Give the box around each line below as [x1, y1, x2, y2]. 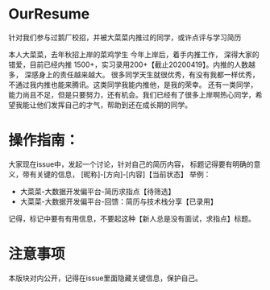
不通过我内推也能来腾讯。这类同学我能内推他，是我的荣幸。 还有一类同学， [8, 80, 258, 89]
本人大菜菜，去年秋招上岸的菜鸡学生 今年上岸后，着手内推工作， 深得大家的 [8, 49, 260, 59]
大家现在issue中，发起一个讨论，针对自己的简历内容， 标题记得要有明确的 [8, 159, 254, 169]
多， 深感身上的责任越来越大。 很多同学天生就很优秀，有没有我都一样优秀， [8, 69, 260, 79]
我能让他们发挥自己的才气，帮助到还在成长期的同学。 [15, 100, 192, 110]
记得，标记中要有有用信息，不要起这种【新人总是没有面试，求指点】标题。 [8, 213, 255, 223]
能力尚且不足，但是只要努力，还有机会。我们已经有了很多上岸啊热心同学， [8, 89, 255, 99]
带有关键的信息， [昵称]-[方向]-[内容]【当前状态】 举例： [22, 169, 211, 179]
